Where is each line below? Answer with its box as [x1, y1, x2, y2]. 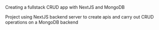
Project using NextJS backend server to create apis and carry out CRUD [5, 14, 154, 19]
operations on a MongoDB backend [5, 19, 78, 25]
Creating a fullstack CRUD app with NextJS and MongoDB [5, 4, 125, 10]
